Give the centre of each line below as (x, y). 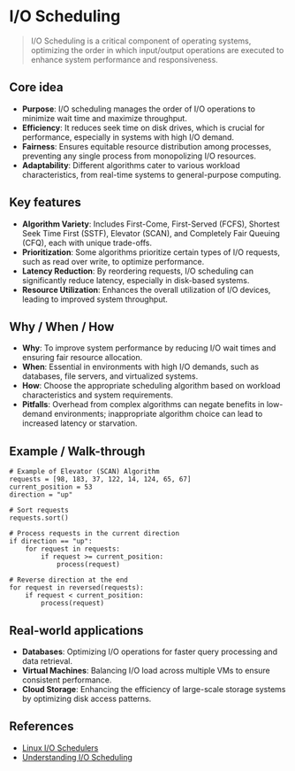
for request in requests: (73, 549)
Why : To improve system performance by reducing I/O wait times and (149, 348)
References (42, 726)
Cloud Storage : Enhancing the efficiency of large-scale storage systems (154, 689)
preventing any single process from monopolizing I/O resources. (139, 156)
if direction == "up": (51, 542)
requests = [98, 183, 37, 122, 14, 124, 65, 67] (100, 480)
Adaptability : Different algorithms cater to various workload (131, 165)
